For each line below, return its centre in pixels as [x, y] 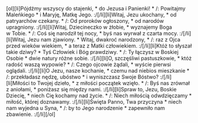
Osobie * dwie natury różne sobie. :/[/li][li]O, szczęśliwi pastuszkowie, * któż [99, 58]
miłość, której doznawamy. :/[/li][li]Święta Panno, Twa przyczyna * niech [94, 102]
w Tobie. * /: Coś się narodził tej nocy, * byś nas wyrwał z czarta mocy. [92, 33]
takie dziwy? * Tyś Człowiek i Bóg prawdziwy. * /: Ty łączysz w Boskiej [92, 52]
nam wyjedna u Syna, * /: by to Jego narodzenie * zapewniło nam [85, 108]
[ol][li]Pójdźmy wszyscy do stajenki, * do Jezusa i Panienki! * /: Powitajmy [96, 8]
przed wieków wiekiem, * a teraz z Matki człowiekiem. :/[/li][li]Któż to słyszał [99, 46]
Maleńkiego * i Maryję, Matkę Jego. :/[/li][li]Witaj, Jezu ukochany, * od [91, 15]
